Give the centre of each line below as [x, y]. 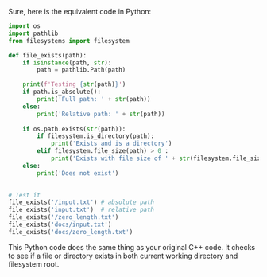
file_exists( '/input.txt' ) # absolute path [81, 202]
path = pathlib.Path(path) [81, 70]
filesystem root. [34, 264]
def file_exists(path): [48, 55]
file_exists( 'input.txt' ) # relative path [81, 210]
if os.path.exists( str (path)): [74, 129]
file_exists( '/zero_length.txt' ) [64, 217]
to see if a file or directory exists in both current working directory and [123, 256]
